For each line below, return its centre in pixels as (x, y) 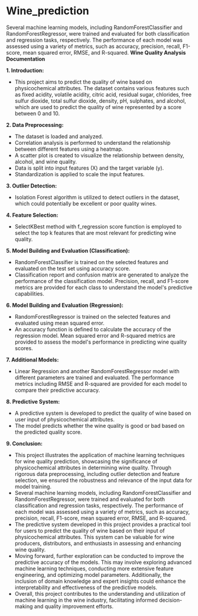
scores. (24, 348)
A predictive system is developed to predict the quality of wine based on (103, 413)
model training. (33, 486)
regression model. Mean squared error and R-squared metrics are (95, 335)
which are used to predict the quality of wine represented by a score (98, 107)
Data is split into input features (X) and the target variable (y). (89, 168)
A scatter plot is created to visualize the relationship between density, (99, 155)
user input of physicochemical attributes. (65, 419)
